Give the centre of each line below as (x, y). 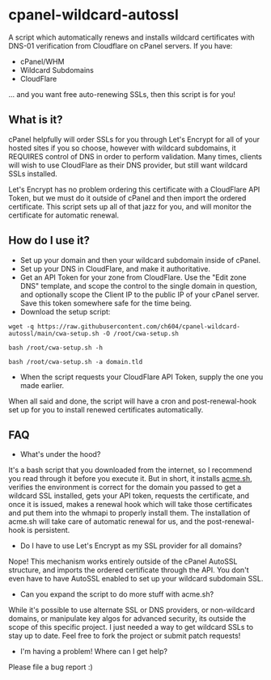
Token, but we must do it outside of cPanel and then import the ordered (127, 198)
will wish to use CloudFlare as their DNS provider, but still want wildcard (128, 165)
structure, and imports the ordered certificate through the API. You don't (129, 570)
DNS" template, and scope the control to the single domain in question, (138, 285)
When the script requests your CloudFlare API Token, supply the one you (142, 377)
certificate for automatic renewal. (64, 215)
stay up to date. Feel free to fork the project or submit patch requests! (125, 636)
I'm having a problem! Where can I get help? (94, 652)
